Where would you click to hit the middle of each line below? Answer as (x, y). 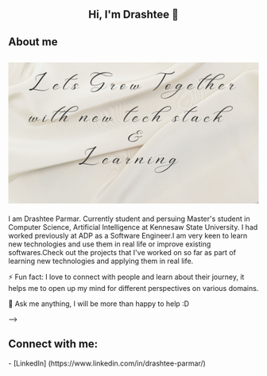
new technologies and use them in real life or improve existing (110, 244)
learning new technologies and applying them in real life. (101, 261)
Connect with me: (53, 344)
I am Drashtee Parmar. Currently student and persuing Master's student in (129, 219)
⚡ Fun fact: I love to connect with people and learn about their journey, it (126, 277)
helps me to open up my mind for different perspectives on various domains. (133, 289)
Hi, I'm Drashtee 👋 (133, 15)
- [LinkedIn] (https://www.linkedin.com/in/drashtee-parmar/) (107, 363)
